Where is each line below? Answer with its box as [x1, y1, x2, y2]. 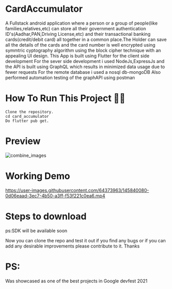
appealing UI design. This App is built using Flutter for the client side [5, 52, 149, 59]
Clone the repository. [5, 109, 54, 114]
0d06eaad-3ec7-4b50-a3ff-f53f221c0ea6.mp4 [5, 193, 105, 199]
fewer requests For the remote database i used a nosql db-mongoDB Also [5, 69, 161, 75]
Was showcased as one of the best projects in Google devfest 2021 [5, 278, 147, 284]
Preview [5, 135, 41, 147]
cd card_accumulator [5, 114, 50, 119]
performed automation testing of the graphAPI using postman [5, 74, 135, 80]
